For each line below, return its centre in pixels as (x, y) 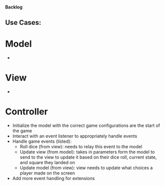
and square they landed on (47, 162)
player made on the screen (47, 173)
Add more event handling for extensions (54, 178)
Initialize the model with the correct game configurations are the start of (86, 125)
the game (22, 131)
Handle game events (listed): (42, 141)
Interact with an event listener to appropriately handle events (75, 136)
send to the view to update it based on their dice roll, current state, (88, 157)
